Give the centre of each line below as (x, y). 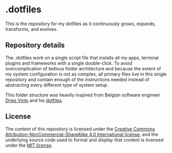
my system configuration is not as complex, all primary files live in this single (86, 74)
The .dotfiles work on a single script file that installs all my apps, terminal (82, 58)
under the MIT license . (29, 145)
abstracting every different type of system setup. (57, 85)
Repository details (35, 45)
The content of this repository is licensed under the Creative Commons (80, 129)
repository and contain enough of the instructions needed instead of (77, 79)
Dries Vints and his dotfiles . (34, 100)
